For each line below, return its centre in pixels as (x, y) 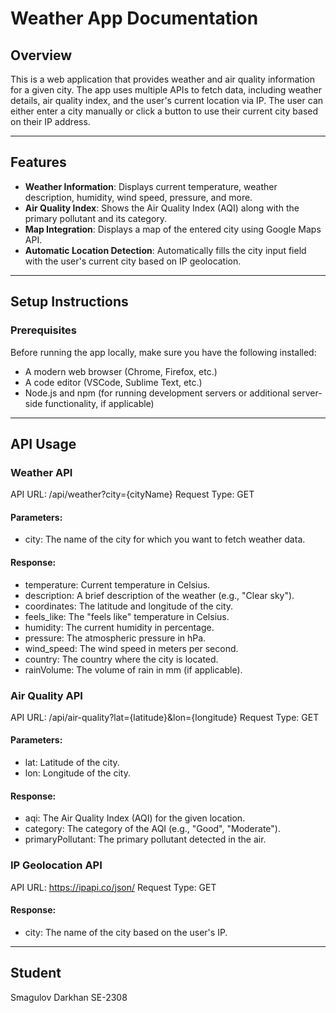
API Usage (43, 443)
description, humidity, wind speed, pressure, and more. (138, 197)
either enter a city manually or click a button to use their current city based (164, 111)
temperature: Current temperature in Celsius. (117, 584)
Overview (41, 55)
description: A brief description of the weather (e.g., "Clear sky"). (159, 595)
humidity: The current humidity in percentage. (119, 627)
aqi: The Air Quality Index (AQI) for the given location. (135, 818)
